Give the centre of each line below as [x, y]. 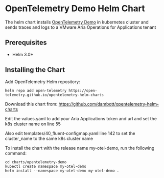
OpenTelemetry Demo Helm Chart [75, 9]
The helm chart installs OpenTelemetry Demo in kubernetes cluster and [77, 22]
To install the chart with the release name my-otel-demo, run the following [80, 148]
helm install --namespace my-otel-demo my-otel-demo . [62, 171]
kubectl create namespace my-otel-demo [46, 166]
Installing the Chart [35, 70]
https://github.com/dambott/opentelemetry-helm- [109, 104]
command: [16, 153]
